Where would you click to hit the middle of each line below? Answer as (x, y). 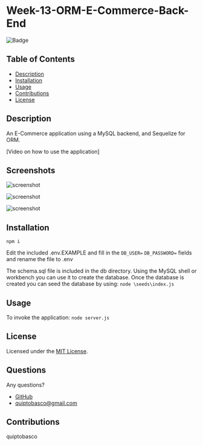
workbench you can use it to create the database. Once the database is (95, 278)
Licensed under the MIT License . (47, 351)
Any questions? (26, 385)
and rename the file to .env (40, 259)
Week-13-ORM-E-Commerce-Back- (98, 11)
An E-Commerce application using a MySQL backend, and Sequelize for (96, 133)
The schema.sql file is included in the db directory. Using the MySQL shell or (101, 271)
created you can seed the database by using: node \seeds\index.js (90, 284)
